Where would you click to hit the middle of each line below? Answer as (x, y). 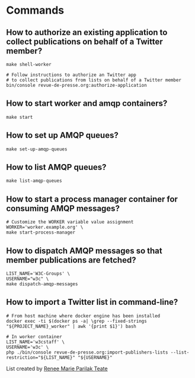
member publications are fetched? (71, 260)
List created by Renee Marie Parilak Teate (57, 368)
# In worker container (34, 336)
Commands (35, 10)
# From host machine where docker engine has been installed (83, 316)
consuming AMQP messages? (63, 208)
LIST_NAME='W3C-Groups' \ (38, 274)
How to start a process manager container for (92, 199)
